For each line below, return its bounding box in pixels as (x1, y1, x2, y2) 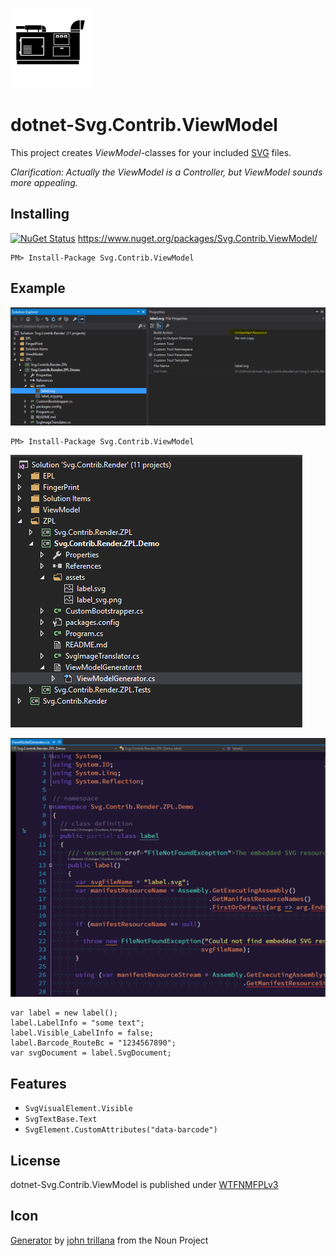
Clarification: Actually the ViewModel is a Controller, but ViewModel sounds (10, 166, 323, 178)
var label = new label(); (10, 1008, 118, 1018)
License (10, 1152, 61, 1169)
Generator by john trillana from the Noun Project (10, 1234, 209, 1246)
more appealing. (10, 176, 78, 188)
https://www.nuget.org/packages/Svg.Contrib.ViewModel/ (77, 232, 318, 244)
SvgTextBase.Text (24, 1114, 98, 1125)
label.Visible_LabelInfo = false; (10, 1028, 155, 1038)
